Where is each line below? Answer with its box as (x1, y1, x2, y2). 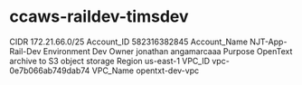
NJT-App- (250, 36, 288, 47)
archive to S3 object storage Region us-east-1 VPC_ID (9, 55, 211, 66)
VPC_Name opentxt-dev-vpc (91, 65, 200, 76)
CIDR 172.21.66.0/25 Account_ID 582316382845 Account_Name (9, 36, 249, 47)
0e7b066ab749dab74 (9, 65, 90, 76)
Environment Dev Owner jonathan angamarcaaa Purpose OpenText (42, 45, 293, 56)
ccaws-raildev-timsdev (9, 6, 189, 27)
